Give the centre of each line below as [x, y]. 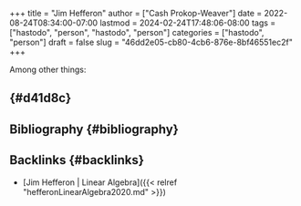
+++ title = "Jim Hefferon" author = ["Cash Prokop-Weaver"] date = [136, 13]
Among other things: [48, 69]
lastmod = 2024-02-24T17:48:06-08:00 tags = [188, 23]
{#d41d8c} [41, 98]
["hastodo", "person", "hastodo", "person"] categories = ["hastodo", [137, 32]
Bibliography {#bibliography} [94, 129]
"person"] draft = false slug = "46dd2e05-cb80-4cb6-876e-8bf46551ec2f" [151, 42]
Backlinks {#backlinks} [77, 160]
